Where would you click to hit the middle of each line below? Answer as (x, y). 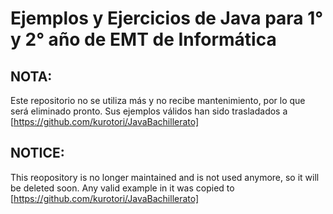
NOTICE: (37, 153)
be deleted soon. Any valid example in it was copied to (122, 188)
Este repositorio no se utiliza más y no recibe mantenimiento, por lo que (158, 100)
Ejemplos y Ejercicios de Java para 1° (167, 18)
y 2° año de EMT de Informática (143, 39)
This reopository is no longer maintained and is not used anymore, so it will (165, 177)
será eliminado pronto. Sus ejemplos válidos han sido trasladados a (149, 111)
